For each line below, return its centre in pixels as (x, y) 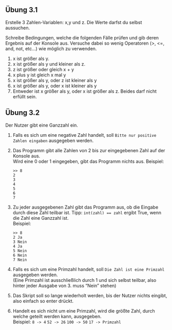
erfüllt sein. (25, 96)
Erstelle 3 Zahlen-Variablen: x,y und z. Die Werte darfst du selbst (74, 22)
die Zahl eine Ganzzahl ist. (41, 218)
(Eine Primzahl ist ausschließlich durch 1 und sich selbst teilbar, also (84, 280)
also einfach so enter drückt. (43, 301)
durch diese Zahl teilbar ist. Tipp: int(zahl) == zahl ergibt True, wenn (87, 212)
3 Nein (20, 242)
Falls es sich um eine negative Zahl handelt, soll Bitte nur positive (84, 135)
